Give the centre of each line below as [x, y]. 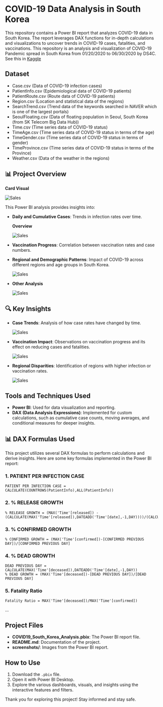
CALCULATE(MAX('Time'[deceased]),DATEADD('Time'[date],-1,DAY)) [71, 570]
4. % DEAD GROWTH [30, 556]
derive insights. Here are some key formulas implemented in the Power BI [78, 458]
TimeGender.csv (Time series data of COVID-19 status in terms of [78, 137]
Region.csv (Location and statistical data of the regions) [68, 101]
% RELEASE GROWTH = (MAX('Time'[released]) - [52, 513]
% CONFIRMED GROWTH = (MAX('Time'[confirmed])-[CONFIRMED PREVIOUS [75, 539]
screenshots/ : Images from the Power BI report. [60, 647]
